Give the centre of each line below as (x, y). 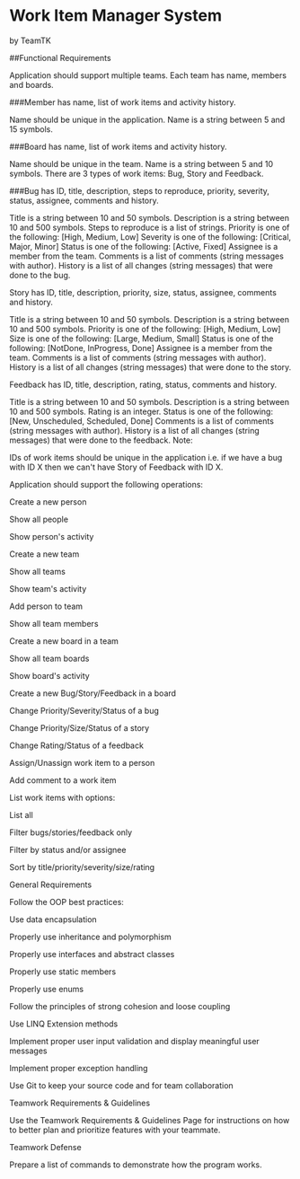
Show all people (39, 519)
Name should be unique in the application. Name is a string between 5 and (147, 119)
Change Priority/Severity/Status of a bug (84, 710)
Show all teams (37, 571)
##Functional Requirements (60, 57)
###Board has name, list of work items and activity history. (118, 146)
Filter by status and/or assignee (68, 849)
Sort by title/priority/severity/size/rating (82, 867)
